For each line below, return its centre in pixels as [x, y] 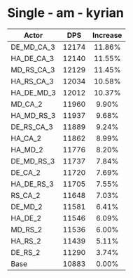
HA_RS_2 [26, 241]
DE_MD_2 [27, 206]
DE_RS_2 [26, 252]
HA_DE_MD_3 [33, 93]
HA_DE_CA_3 [33, 58]
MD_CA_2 [27, 104]
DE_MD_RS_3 [33, 161]
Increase [107, 35]
